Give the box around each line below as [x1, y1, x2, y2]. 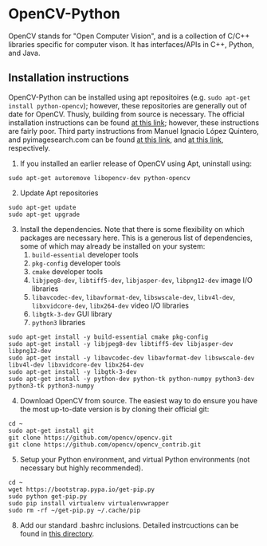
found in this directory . [19, 528, 94, 538]
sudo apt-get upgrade [8, 210, 80, 218]
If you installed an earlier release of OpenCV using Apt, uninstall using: [19, 159, 253, 168]
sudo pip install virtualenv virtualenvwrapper [8, 499, 170, 507]
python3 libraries [31, 317, 86, 327]
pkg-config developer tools [31, 258, 121, 268]
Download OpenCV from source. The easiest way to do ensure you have [19, 395, 257, 405]
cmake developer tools [31, 266, 104, 276]
